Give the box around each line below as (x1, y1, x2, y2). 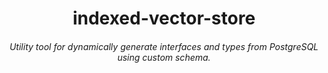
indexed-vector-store (72, 7, 256, 30)
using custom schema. (117, 51, 211, 63)
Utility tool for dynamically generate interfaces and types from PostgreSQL (9, 40, 319, 52)
